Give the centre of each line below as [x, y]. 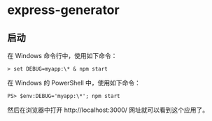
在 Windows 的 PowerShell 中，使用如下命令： [74, 83]
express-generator [64, 10]
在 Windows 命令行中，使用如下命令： [62, 56]
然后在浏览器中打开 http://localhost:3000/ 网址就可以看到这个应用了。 [108, 110]
